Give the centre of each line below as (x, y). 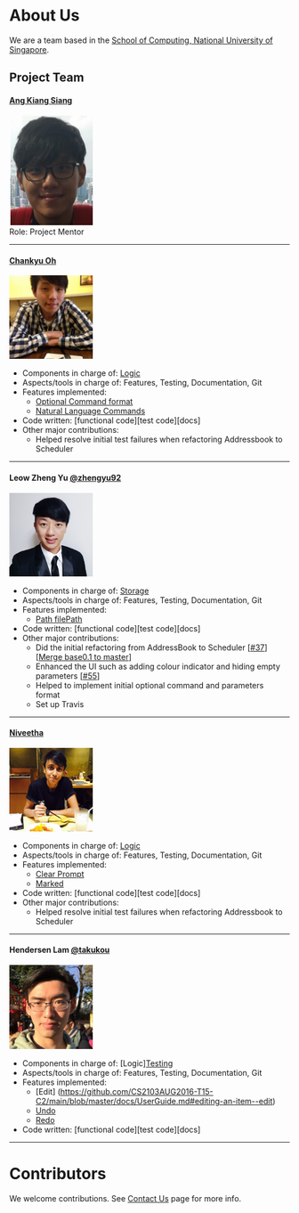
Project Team (47, 78)
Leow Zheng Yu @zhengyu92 (65, 477)
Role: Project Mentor (47, 232)
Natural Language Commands (90, 411)
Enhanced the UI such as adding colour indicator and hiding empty (158, 666)
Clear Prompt (60, 874)
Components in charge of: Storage (85, 590)
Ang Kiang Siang (41, 100)
